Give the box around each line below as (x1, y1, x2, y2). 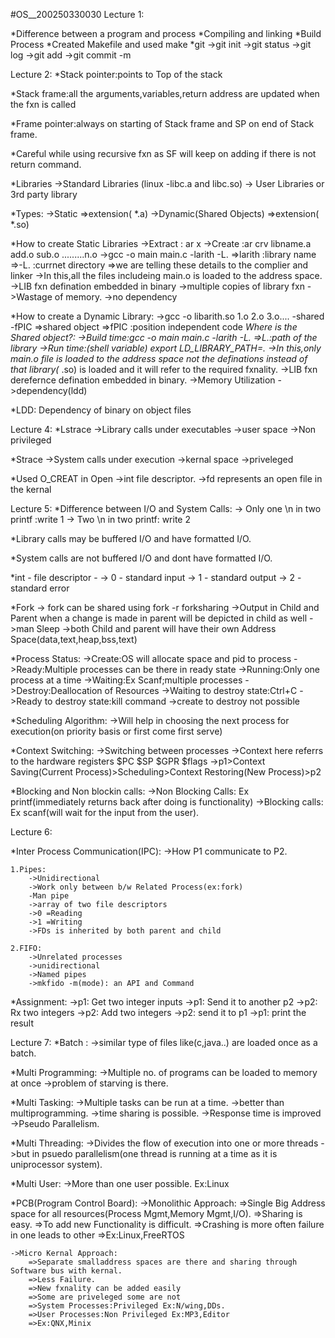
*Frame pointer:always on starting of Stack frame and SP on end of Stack (10, 118, 315, 129)
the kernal (10, 484, 52, 495)
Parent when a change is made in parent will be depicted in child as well (10, 612, 308, 624)
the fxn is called (10, 99, 77, 110)
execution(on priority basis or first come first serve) (10, 725, 223, 737)
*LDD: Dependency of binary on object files (10, 404, 192, 416)
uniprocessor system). (10, 1159, 103, 1170)
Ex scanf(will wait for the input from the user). (10, 807, 200, 818)
